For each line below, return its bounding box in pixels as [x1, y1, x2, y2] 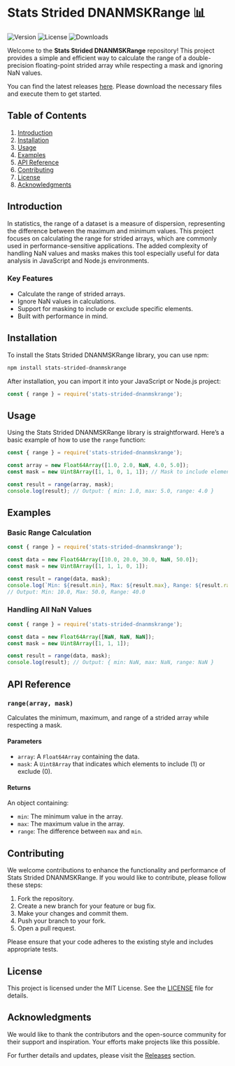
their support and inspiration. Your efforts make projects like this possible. [7, 1037, 220, 1046]
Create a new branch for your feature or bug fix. [17, 902, 156, 910]
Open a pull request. [17, 924, 77, 932]
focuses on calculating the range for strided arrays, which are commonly [7, 234, 217, 243]
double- [187, 53, 211, 62]
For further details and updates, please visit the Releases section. [7, 1051, 196, 1059]
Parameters [7, 737, 42, 745]
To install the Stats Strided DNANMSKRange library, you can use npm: [7, 350, 209, 359]
